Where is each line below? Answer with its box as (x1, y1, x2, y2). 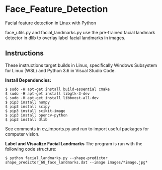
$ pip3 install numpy (5, 100, 50, 105)
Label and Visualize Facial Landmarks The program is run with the (5, 140, 143, 147)
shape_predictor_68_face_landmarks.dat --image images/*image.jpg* (5, 160, 148, 165)
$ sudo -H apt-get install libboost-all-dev (5, 95, 99, 100)
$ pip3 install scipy (5, 104, 50, 109)
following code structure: (5, 146, 57, 152)
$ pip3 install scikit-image (5, 108, 66, 113)
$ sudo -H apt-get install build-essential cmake (5, 87, 110, 92)
